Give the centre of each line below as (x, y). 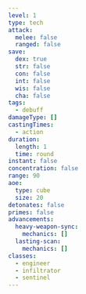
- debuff (29, 111)
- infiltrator (38, 270)
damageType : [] (33, 118)
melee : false (36, 37)
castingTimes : (31, 125)
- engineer (33, 263)
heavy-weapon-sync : (47, 227)
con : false (33, 74)
